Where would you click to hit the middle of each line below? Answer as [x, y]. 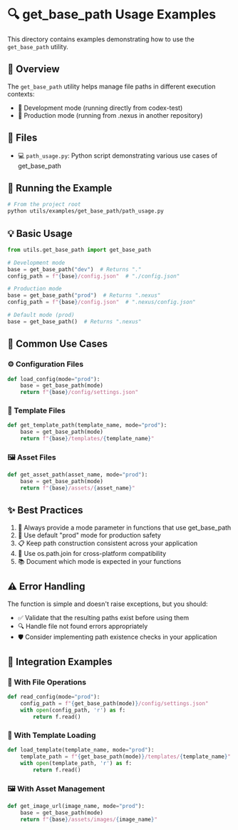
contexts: [21, 93]
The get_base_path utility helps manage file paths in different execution [112, 86]
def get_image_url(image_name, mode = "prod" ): [76, 806]
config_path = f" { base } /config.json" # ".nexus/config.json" [102, 302]
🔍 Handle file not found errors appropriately [83, 626]
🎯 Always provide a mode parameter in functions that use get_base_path [124, 527]
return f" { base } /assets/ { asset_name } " [78, 488]
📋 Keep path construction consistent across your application [108, 543]
